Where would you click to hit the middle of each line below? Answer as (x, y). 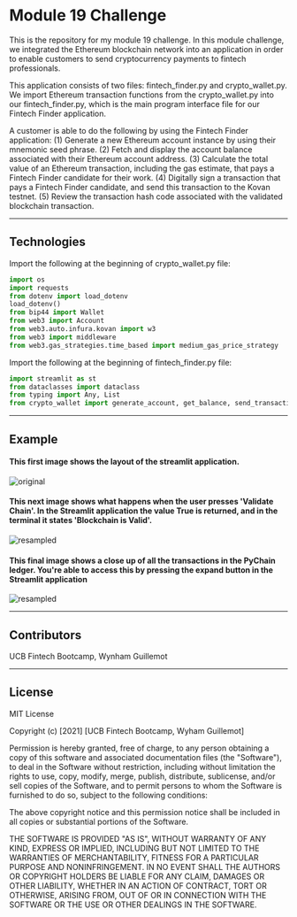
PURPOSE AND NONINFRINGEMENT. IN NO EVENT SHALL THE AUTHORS (145, 867)
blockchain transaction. (52, 205)
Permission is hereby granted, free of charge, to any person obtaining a (139, 748)
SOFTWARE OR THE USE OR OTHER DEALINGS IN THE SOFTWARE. (133, 905)
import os (27, 280)
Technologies (48, 242)
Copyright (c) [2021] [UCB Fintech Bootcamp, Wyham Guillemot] (127, 730)
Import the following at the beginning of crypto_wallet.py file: (120, 263)
